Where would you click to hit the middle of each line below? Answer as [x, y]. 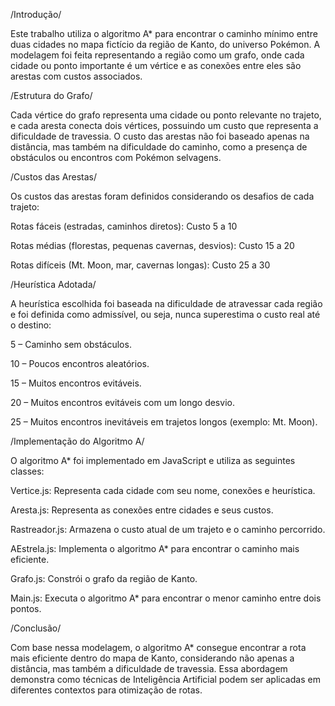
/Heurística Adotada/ [53, 284]
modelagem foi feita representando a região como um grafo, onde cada [157, 55]
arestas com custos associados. [76, 76]
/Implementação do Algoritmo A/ [77, 441]
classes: [27, 471]
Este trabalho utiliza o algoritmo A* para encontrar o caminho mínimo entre [164, 33]
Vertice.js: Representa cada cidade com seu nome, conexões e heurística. [163, 490]
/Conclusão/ [36, 628]
